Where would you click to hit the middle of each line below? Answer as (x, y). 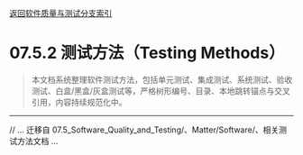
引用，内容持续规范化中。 (79, 102)
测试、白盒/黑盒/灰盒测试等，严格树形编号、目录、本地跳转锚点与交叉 (161, 91)
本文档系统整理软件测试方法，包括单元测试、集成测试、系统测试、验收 (162, 79)
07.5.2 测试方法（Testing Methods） (147, 53)
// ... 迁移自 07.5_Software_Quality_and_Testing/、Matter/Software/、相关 (144, 130)
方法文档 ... (37, 141)
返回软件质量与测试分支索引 (61, 13)
